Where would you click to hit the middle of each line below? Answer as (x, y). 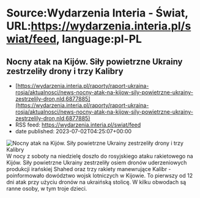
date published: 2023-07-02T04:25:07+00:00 (73, 131)
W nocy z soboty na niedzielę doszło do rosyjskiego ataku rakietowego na (100, 156)
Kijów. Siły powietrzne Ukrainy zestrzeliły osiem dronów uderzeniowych (97, 163)
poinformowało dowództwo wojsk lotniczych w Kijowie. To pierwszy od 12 (100, 175)
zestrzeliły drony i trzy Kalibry (65, 71)
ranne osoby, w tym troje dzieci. (47, 189)
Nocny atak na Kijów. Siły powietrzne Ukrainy (94, 61)
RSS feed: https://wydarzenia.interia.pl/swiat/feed (78, 125)
